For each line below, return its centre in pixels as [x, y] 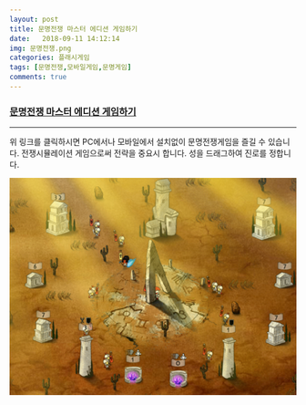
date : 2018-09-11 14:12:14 [65, 38]
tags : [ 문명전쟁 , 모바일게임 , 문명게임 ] [71, 67]
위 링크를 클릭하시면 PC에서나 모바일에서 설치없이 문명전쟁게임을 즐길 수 [138, 142]
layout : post [34, 19]
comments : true [38, 78]
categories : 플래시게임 [50, 58]
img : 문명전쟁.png [41, 48]
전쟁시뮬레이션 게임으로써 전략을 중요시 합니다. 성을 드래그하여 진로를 [144, 153]
